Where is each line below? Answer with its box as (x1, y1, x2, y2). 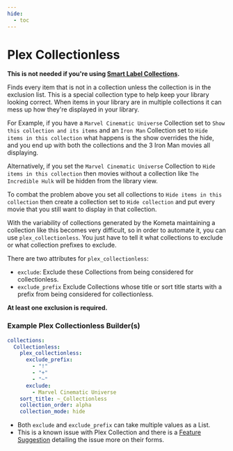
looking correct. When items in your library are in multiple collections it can (7, 98, 222, 107)
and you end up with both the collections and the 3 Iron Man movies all (7, 141, 211, 150)
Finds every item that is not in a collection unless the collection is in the (7, 83, 211, 91)
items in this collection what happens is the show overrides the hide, (7, 134, 214, 142)
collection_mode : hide (19, 408, 86, 415)
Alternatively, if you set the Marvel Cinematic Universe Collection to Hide (7, 162, 216, 171)
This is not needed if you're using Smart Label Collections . (7, 70, 180, 78)
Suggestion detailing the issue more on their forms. (17, 436, 165, 444)
